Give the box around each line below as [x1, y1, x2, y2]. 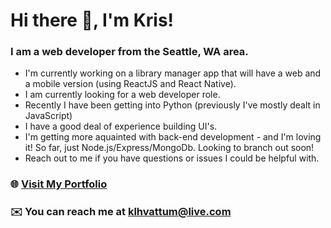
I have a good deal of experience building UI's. [24, 120, 218, 133]
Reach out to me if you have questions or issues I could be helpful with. [24, 152, 320, 164]
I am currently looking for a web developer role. [24, 89, 221, 101]
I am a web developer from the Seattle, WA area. [10, 45, 249, 59]
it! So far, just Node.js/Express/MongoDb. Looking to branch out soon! [24, 142, 315, 154]
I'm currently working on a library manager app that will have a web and [24, 67, 322, 79]
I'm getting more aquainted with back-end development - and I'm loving [24, 131, 322, 143]
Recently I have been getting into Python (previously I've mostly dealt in [24, 99, 321, 111]
